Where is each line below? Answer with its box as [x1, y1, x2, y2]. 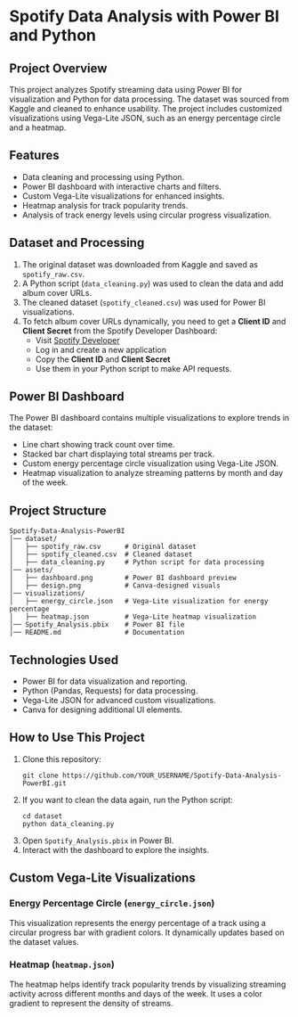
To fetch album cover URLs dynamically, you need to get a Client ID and [21, 316, 286, 326]
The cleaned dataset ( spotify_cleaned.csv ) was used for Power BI [21, 297, 266, 308]
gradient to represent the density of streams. [9, 997, 173, 1008]
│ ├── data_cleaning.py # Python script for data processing [9, 558, 265, 567]
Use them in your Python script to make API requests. [35, 363, 232, 373]
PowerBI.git [21, 778, 67, 788]
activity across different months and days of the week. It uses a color [9, 988, 262, 999]
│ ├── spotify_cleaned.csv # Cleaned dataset [9, 550, 193, 559]
